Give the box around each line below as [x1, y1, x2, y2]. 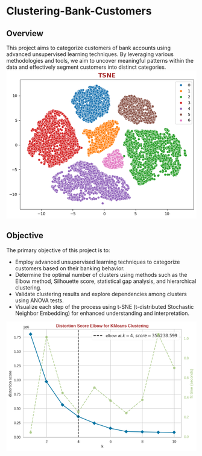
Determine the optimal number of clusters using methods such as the [14, 271, 188, 278]
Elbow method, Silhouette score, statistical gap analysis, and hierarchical [14, 277, 197, 285]
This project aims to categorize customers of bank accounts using [6, 44, 171, 51]
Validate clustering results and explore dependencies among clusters [14, 290, 187, 297]
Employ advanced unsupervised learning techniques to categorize [14, 258, 180, 265]
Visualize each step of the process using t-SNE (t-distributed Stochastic [14, 303, 194, 310]
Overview [6, 28, 44, 39]
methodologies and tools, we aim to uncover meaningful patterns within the [6, 57, 194, 64]
